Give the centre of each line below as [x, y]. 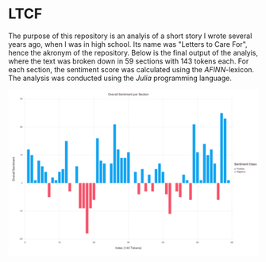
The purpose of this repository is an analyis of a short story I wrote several [130, 36]
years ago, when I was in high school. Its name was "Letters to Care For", [128, 44]
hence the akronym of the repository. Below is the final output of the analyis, [133, 52]
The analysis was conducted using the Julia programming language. [120, 78]
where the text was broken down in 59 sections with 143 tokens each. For [129, 61]
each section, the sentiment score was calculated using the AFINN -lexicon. [131, 69]
